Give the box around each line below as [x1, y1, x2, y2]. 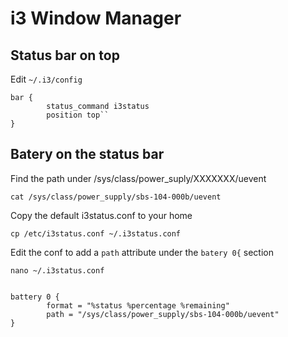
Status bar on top [10, 47, 120, 64]
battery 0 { [10, 292, 60, 302]
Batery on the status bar [10, 146, 165, 163]
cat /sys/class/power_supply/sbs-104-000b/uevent [10, 192, 222, 202]
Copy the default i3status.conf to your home [10, 209, 193, 221]
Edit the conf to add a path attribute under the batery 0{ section [10, 246, 274, 258]
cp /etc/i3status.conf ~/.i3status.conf [10, 228, 182, 239]
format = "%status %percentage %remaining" [46, 300, 230, 311]
